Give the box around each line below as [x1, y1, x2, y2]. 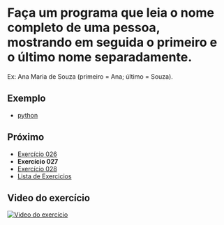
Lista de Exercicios [17, 172, 72, 180]
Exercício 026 [17, 150, 57, 158]
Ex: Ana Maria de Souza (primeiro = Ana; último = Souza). [7, 72, 173, 81]
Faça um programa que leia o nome [7, 5, 215, 21]
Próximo [7, 131, 45, 143]
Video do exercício [7, 192, 91, 203]
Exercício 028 [17, 164, 57, 173]
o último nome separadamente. [7, 49, 193, 65]
